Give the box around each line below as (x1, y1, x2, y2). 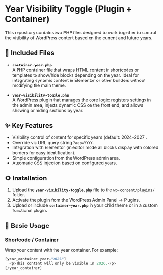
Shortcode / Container (5, 236, 59, 243)
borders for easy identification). (12, 149, 76, 156)
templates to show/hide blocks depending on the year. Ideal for (12, 72, 139, 78)
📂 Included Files (5, 49, 54, 57)
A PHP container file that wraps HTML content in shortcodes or (12, 67, 139, 73)
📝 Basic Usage (5, 222, 50, 230)
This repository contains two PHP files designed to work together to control (5, 30, 157, 35)
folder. (12, 192, 25, 198)
